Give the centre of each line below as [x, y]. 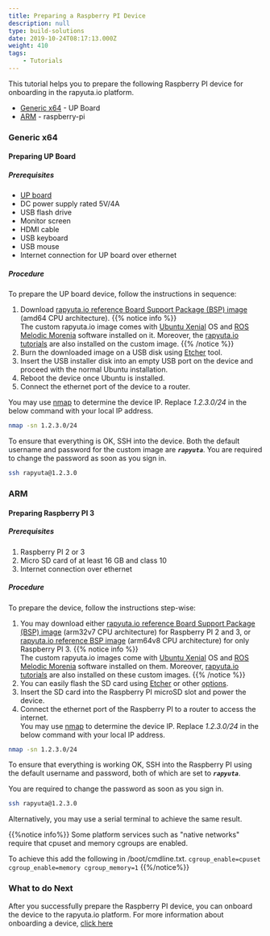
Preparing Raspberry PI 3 [52, 513]
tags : [17, 53]
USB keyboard [44, 238]
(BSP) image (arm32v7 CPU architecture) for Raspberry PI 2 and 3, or [135, 632]
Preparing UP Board [42, 156]
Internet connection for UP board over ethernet [98, 256]
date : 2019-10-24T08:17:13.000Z [62, 38]
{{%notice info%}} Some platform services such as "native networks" [124, 834]
